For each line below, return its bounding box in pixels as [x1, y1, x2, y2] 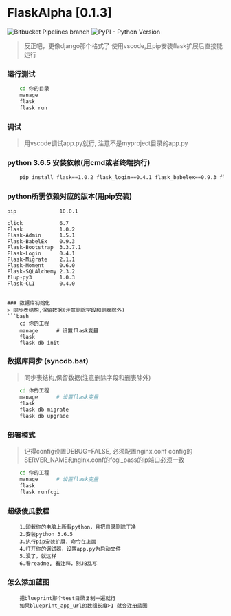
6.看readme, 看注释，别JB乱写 [19, 560, 98, 567]
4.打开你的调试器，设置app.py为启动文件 [19, 546, 122, 553]
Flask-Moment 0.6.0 [7, 262, 76, 269]
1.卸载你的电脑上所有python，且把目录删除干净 [19, 524, 136, 531]
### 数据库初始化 [7, 299, 50, 306]
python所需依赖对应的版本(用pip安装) [7, 191, 133, 201]
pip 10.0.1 [7, 208, 78, 215]
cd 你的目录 [19, 85, 49, 92]
